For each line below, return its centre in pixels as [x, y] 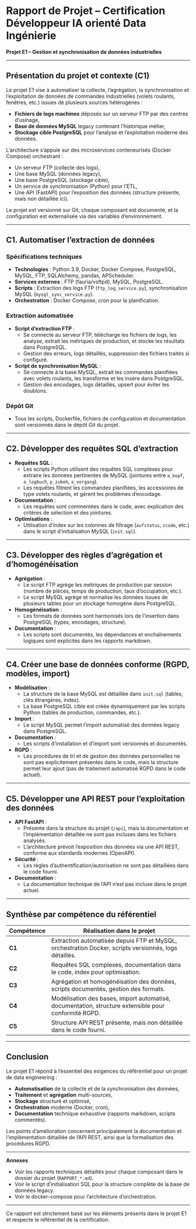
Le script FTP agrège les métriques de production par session [97, 584]
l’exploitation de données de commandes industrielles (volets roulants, [91, 96]
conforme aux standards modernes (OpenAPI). [79, 853]
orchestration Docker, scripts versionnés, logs [115, 948]
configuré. [36, 360]
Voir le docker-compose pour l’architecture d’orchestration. [85, 1196]
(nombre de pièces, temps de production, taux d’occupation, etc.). [103, 591]
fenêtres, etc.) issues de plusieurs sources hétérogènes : [74, 102]
